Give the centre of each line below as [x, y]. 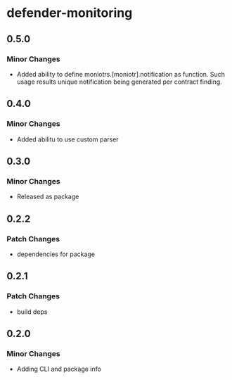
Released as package [48, 197]
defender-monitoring [70, 13]
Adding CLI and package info [59, 369]
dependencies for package [56, 254]
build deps [32, 312]
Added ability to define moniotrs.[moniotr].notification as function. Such [121, 74]
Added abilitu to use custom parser [67, 139]
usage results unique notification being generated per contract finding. [119, 82]
